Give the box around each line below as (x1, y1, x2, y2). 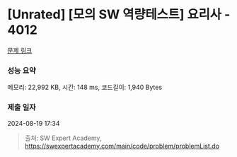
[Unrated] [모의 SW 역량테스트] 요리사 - (7, 6, 231, 23)
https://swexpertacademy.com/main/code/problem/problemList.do (24, 141, 220, 150)
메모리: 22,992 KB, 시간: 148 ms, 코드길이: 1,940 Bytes (7, 83, 163, 92)
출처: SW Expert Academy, (24, 134, 102, 142)
